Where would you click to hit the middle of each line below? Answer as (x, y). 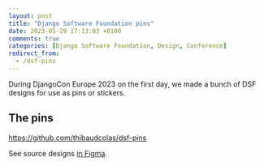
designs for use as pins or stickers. (67, 92)
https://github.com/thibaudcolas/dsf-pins (78, 138)
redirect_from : (34, 53)
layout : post (30, 16)
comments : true (34, 38)
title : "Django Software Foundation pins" (81, 23)
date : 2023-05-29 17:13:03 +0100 (65, 31)
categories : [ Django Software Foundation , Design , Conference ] (118, 46)
